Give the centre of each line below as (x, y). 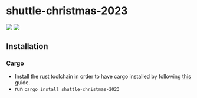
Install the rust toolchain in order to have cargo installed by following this (103, 76)
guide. (22, 82)
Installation (27, 46)
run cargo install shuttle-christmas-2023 (67, 89)
